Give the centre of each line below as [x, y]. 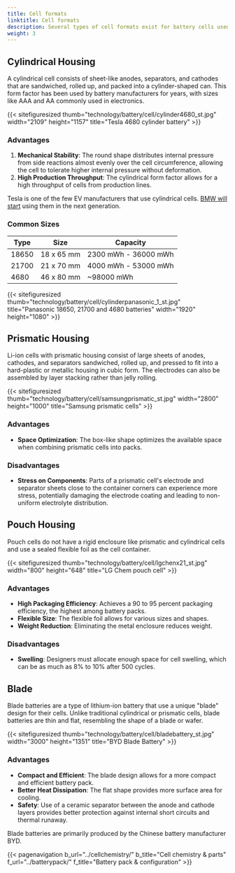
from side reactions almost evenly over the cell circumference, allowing [120, 163]
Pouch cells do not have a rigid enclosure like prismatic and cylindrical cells [116, 542]
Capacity [131, 242]
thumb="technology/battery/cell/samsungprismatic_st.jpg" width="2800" [113, 399]
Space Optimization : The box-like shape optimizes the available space [120, 439]
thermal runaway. [42, 820]
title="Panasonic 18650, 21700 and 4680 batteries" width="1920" [101, 309]
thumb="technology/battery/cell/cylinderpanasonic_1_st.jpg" [94, 301]
